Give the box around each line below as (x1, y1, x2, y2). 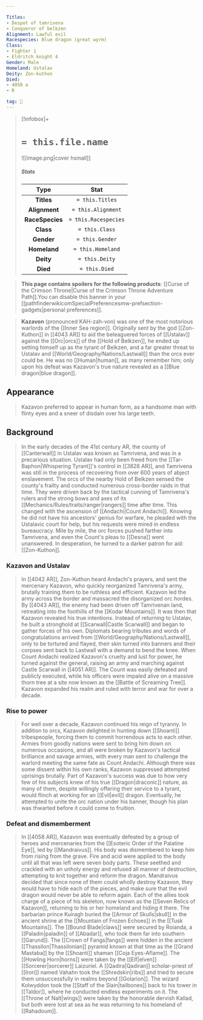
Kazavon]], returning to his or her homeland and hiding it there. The (21, 904, 190, 911)
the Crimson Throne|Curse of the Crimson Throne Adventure (21, 287, 174, 294)
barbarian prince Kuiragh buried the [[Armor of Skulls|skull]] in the (21, 911, 187, 918)
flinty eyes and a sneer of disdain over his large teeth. (21, 409, 156, 416)
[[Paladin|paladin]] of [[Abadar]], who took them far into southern (21, 930, 185, 937)
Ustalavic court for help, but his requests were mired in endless (21, 520, 180, 528)
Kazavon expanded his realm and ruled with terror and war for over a (21, 685, 194, 692)
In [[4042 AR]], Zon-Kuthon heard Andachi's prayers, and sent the (21, 575, 187, 583)
